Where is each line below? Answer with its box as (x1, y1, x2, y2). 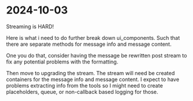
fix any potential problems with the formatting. (6, 58, 119, 65)
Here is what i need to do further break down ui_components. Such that (6, 34, 180, 41)
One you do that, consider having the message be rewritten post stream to (6, 52, 187, 59)
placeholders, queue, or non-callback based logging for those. (6, 88, 158, 95)
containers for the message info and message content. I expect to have (6, 76, 179, 83)
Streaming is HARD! (6, 23, 54, 30)
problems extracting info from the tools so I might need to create (6, 82, 163, 89)
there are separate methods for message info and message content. (6, 41, 172, 48)
